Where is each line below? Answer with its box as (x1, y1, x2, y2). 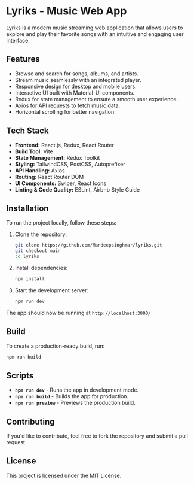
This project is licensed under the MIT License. (6, 472, 122, 479)
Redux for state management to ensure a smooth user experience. (14, 95, 178, 102)
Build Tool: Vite (14, 148, 53, 155)
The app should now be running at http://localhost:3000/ (6, 309, 151, 316)
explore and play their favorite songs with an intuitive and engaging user (6, 30, 184, 37)
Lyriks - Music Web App (6, 4, 127, 18)
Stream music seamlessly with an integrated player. (14, 76, 142, 83)
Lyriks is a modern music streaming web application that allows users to (6, 24, 183, 31)
